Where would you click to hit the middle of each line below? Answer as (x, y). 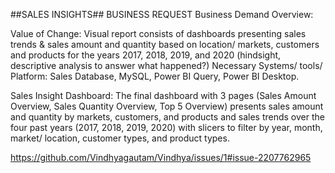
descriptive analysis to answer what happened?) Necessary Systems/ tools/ (166, 65)
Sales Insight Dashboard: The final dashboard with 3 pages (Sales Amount (163, 95)
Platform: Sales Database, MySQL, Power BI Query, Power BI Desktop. (155, 76)
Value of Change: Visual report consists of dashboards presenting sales (158, 33)
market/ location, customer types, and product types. (120, 138)
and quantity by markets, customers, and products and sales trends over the (167, 117)
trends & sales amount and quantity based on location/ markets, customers (165, 44)
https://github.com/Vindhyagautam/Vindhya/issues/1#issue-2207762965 (161, 157)
